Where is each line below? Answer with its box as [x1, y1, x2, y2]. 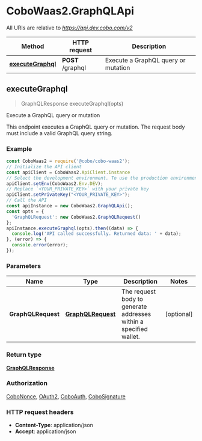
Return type [6, 350, 42, 359]
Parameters [6, 261, 41, 270]
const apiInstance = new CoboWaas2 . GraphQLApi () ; [6, 203, 133, 209]
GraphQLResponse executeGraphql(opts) [20, 100, 124, 107]
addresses [121, 310, 151, 318]
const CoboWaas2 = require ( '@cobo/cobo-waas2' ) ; [6, 158, 130, 165]
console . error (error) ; [11, 242, 69, 248]
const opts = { [6, 208, 44, 214]
